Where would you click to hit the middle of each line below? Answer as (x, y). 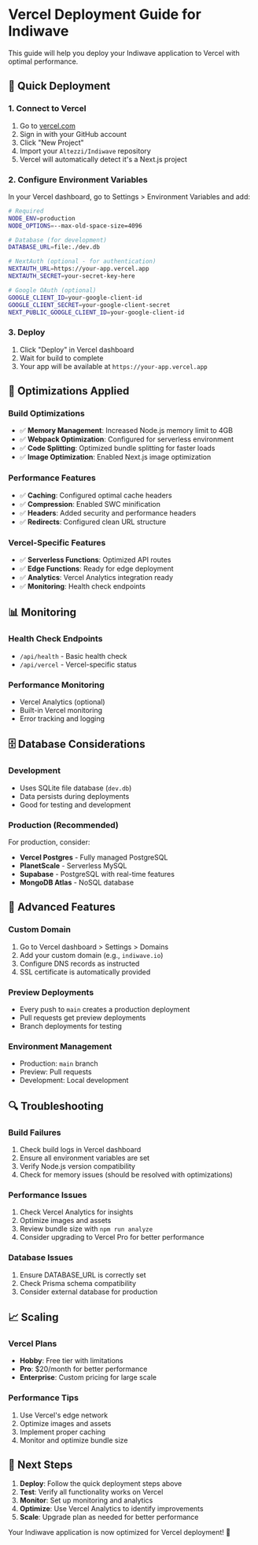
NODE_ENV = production (42, 218)
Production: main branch (59, 1063)
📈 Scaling (33, 1317)
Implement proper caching (63, 1432)
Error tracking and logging (62, 719)
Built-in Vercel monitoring (61, 710)
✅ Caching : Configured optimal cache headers (96, 495)
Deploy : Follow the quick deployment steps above (101, 1484)
